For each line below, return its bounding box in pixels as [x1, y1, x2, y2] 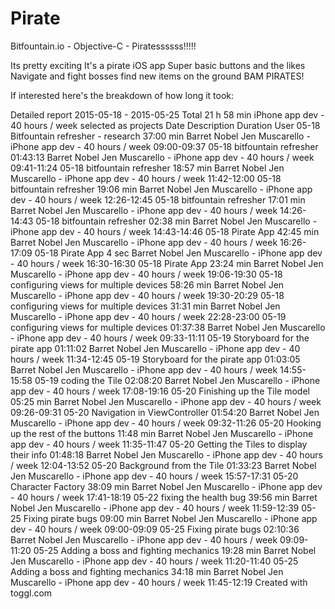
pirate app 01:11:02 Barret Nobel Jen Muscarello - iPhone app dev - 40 [10, 342, 301, 354]
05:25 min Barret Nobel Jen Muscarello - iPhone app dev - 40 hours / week [10, 395, 322, 407]
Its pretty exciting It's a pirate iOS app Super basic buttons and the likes [10, 59, 306, 71]
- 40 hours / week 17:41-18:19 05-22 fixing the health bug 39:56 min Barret [10, 491, 318, 503]
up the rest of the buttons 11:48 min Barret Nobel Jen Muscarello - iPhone [10, 427, 314, 439]
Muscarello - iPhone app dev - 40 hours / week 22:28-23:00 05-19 [10, 310, 287, 322]
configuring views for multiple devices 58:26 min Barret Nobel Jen [10, 278, 285, 291]
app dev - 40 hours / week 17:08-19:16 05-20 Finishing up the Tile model [10, 385, 310, 397]
